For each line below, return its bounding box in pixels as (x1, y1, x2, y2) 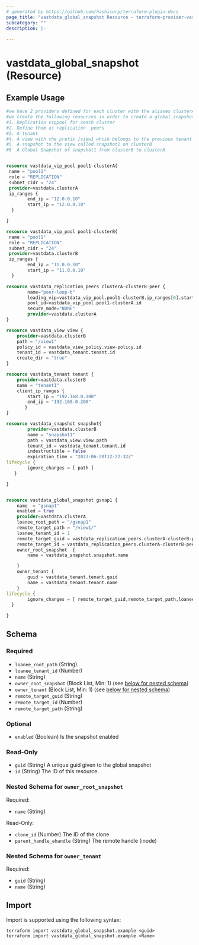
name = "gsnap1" (17, 503, 60, 509)
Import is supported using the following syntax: (6, 916, 121, 923)
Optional (6, 720, 31, 728)
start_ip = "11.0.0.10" (27, 267, 86, 273)
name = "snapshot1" (27, 431, 76, 437)
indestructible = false (27, 448, 86, 455)
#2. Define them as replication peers (6, 125, 105, 131)
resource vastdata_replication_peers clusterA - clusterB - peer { (6, 283, 166, 289)
